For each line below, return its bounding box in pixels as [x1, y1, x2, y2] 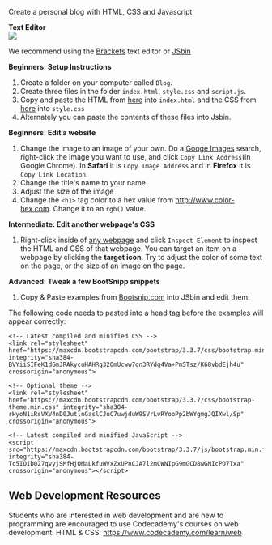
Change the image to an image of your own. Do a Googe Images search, [19, 143, 261, 153]
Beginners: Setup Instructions [8, 62, 112, 71]
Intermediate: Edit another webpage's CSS [8, 219, 155, 229]
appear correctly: [8, 317, 66, 326]
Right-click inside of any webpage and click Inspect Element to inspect [19, 235, 257, 245]
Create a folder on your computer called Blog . [19, 78, 172, 87]
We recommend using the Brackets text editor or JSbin [8, 46, 192, 56]
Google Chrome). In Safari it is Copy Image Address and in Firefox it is [19, 161, 251, 170]
